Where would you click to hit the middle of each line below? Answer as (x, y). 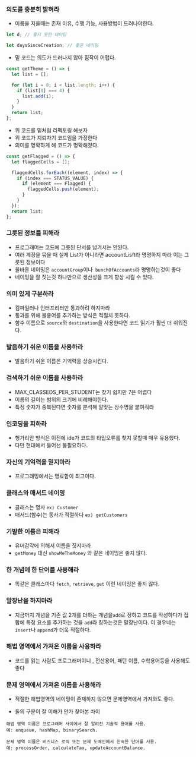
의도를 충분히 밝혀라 (33, 9)
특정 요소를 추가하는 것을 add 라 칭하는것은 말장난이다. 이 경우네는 (101, 622)
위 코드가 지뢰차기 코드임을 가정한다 (56, 137)
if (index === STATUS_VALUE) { (55, 178)
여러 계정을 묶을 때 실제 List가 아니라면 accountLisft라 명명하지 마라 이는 (99, 254)
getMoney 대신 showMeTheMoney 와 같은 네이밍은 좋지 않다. (81, 553)
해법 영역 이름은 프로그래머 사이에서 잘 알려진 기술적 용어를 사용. (76, 724)
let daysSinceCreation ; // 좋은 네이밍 (52, 46)
